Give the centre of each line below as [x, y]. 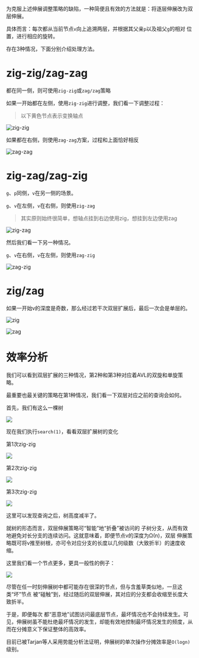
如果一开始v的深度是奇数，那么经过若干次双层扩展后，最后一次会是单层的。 [98, 308]
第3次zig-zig [22, 492]
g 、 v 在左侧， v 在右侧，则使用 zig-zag [51, 205]
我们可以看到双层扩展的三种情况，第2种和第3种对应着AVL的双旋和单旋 [92, 375]
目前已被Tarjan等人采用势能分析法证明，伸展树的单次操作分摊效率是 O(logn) [98, 641]
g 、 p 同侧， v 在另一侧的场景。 [41, 193]
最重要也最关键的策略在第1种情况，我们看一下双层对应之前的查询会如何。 [95, 395]
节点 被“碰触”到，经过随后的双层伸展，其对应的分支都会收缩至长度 [102, 594]
